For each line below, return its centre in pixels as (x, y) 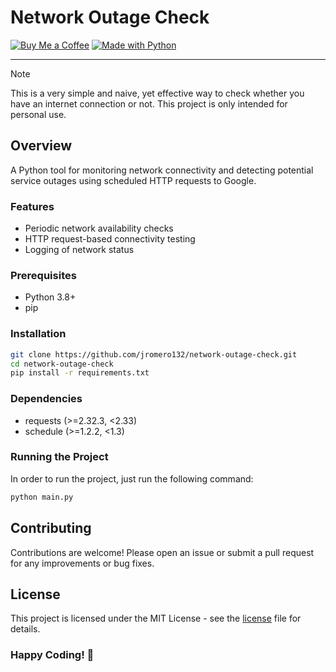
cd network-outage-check (62, 364)
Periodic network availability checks (99, 228)
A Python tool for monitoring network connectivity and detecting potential (162, 170)
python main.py (42, 497)
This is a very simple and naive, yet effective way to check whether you (157, 93)
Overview (41, 146)
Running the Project (59, 457)
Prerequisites (43, 275)
